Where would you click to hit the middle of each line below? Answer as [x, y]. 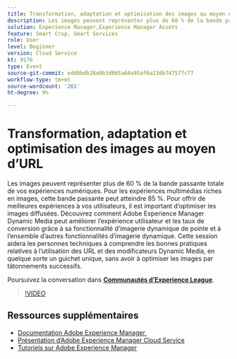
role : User [23, 40]
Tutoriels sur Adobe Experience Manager [77, 348]
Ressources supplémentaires [73, 316]
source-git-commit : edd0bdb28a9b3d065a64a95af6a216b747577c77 [101, 73]
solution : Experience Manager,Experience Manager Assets [93, 27]
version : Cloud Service [42, 54]
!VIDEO [35, 293]
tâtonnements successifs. [45, 266]
